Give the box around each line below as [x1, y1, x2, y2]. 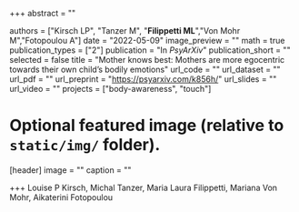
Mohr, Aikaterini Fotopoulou [9, 191, 114, 203]
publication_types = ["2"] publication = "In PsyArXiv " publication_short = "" [9, 45, 291, 56]
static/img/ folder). [9, 135, 161, 156]
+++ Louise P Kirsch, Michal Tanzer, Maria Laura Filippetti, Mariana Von [9, 182, 278, 193]
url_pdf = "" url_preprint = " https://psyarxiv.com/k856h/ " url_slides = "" [9, 74, 277, 85]
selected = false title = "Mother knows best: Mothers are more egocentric [9, 55, 285, 65]
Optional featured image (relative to [9, 116, 284, 136]
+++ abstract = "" [9, 8, 76, 18]
